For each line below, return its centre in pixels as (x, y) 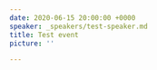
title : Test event (44, 35)
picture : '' (32, 43)
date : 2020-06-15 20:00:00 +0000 (73, 18)
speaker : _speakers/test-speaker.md (78, 26)
